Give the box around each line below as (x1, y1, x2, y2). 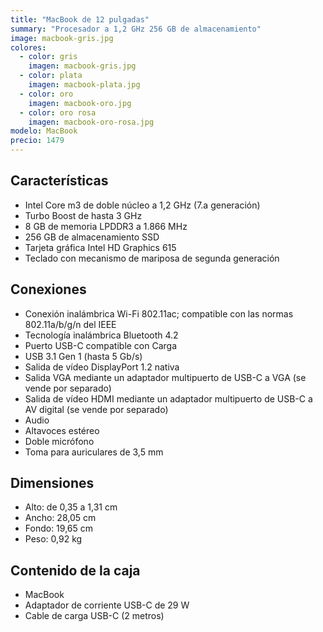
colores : (10, 42, 47, 53)
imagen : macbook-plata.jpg (28, 80, 141, 90)
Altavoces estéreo (24, 424, 100, 436)
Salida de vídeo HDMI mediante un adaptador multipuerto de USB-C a (24, 392, 313, 405)
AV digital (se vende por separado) (24, 403, 169, 415)
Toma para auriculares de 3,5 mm (24, 446, 164, 458)
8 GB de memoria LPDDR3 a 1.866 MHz (24, 220, 188, 232)
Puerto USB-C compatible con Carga (24, 339, 178, 351)
